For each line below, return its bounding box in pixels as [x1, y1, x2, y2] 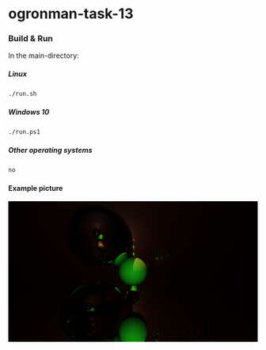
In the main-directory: [8, 51, 79, 60]
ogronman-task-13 [8, 5, 134, 23]
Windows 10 [8, 107, 50, 116]
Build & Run [8, 33, 54, 44]
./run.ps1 [8, 128, 41, 136]
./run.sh [8, 90, 37, 98]
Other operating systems [8, 145, 93, 154]
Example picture [8, 183, 63, 192]
